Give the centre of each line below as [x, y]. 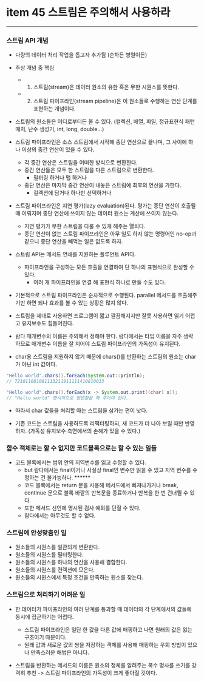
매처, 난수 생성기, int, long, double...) [59, 129]
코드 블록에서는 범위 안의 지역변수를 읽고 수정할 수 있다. [81, 462]
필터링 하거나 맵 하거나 [60, 178]
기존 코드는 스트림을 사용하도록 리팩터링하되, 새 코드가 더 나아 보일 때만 [99, 423]
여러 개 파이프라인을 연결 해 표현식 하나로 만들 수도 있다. [99, 282]
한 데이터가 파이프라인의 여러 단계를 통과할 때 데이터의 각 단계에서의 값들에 [104, 609]
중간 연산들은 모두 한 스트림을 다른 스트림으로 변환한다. [89, 170]
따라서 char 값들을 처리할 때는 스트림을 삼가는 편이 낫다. [81, 410]
